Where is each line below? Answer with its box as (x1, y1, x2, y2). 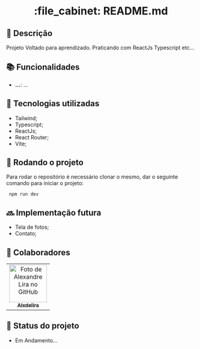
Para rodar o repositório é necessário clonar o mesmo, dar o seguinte (6, 173, 178, 181)
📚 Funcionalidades (6, 62, 80, 73)
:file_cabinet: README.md (34, 4, 168, 18)
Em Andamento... (14, 336, 58, 344)
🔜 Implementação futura (6, 207, 102, 217)
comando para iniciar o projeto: (6, 180, 84, 187)
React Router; (14, 133, 49, 141)
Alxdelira (17, 302, 39, 309)
